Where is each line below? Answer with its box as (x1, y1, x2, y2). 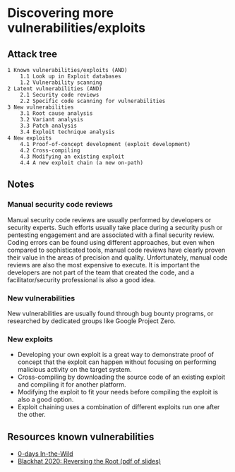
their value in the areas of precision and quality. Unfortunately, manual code (7, 253, 228, 262)
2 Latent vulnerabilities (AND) (7, 85, 102, 92)
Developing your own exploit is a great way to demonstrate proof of (17, 351, 215, 359)
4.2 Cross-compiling (20, 147, 80, 154)
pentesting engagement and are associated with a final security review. (7, 231, 215, 239)
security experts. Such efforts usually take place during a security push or (7, 223, 223, 231)
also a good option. (17, 395, 74, 404)
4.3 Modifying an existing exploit (20, 153, 125, 160)
